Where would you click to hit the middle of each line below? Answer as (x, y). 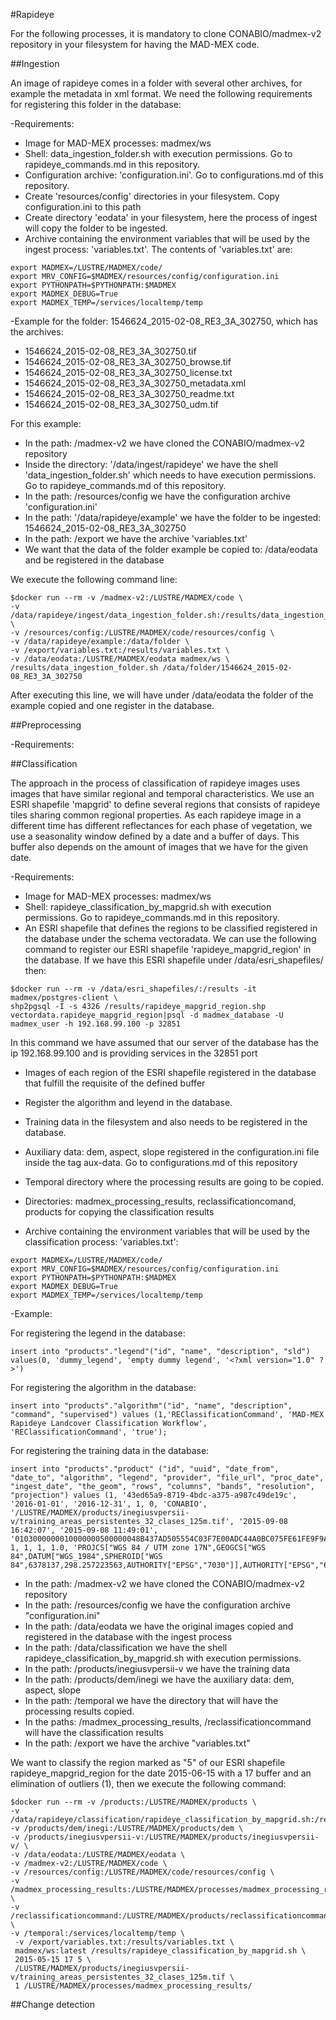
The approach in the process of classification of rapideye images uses (155, 783)
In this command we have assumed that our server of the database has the (164, 1042)
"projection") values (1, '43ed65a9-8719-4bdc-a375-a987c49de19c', (154, 1495)
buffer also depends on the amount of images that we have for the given (159, 847)
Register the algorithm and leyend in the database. (128, 1102)
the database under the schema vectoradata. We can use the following (170, 938)
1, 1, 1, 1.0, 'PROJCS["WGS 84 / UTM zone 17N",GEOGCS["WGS (138, 1548)
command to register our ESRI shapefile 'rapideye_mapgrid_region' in (168, 949)
